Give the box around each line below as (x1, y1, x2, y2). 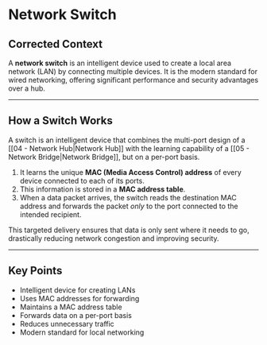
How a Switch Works (8, 114, 113, 128)
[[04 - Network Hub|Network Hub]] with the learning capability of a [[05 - (8, 143, 250, 153)
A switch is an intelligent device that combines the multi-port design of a (8, 135, 246, 145)
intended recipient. (19, 209, 82, 219)
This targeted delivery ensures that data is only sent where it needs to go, (8, 225, 250, 235)
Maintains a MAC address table (19, 302, 122, 312)
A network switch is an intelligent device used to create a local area (8, 58, 232, 68)
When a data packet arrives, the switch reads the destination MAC (19, 192, 237, 202)
